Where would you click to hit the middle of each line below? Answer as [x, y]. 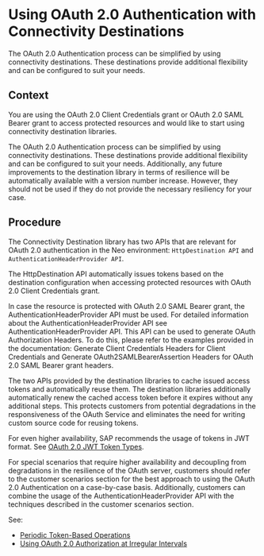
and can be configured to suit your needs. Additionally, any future [115, 164]
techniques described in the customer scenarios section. [101, 504]
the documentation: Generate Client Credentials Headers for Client [117, 348]
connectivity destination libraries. [63, 131]
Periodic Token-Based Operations [75, 535]
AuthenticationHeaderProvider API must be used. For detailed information [128, 315]
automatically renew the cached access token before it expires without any [131, 397]
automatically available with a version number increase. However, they [123, 180]
